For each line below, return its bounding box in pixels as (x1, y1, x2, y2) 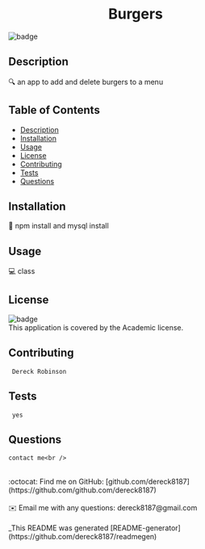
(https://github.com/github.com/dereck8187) (8, 485, 157, 495)
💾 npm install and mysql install (8, 221, 109, 231)
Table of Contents (8, 103, 101, 117)
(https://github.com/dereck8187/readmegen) (8, 532, 157, 542)
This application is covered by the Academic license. (8, 323, 184, 332)
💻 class (8, 266, 36, 276)
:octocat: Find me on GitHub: (8, 477, 104, 487)
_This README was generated (8, 523, 109, 533)
